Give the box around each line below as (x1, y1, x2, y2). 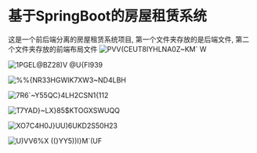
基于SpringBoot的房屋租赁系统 (8, 7, 208, 25)
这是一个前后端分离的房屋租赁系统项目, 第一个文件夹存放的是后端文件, (8, 35, 234, 44)
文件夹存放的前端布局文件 (14, 44, 98, 53)
